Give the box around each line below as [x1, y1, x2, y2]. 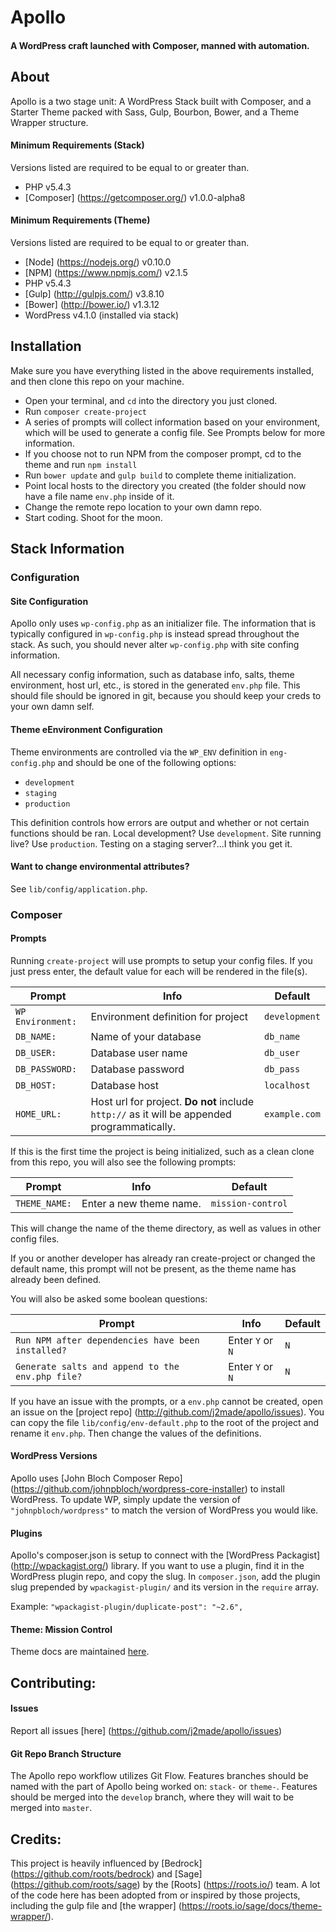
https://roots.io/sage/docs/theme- [181, 1900, 323, 1912]
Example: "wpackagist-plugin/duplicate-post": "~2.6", [10, 1601, 244, 1613]
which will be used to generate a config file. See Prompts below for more [24, 426, 326, 438]
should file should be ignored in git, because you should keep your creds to [10, 690, 322, 702]
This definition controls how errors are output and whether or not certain [10, 816, 310, 828]
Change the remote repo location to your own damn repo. [24, 501, 263, 513]
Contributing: [10, 1674, 97, 1691]
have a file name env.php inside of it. [24, 490, 175, 502]
